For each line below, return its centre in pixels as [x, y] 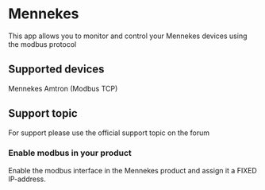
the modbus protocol [42, 44]
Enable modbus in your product [70, 153]
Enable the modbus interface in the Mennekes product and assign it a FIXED [133, 170]
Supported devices [56, 70]
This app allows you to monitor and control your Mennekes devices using [128, 36]
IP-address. [27, 179]
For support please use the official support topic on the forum [109, 133]
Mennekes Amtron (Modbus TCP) [63, 88]
